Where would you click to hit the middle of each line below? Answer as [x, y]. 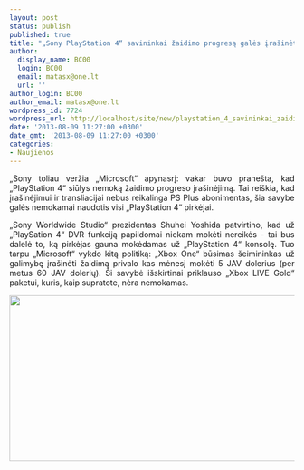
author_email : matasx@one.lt [64, 102]
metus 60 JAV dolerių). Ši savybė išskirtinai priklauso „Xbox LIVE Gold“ [152, 273]
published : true [40, 34]
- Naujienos [32, 152]
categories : [32, 144]
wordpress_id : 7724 [46, 110]
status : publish [40, 26]
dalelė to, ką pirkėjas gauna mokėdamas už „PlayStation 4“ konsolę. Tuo [152, 244]
